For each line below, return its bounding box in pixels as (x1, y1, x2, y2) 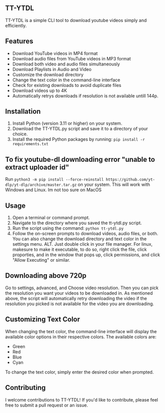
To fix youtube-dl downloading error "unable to (5, 155, 156, 164)
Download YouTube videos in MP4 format (12, 50, 98, 56)
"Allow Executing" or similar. (12, 257, 71, 263)
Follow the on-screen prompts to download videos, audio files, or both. (12, 231, 159, 237)
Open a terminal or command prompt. (12, 215, 90, 221)
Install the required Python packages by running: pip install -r (12, 136, 145, 142)
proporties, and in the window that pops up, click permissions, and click (12, 252, 161, 258)
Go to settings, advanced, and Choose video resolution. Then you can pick (5, 285, 159, 291)
